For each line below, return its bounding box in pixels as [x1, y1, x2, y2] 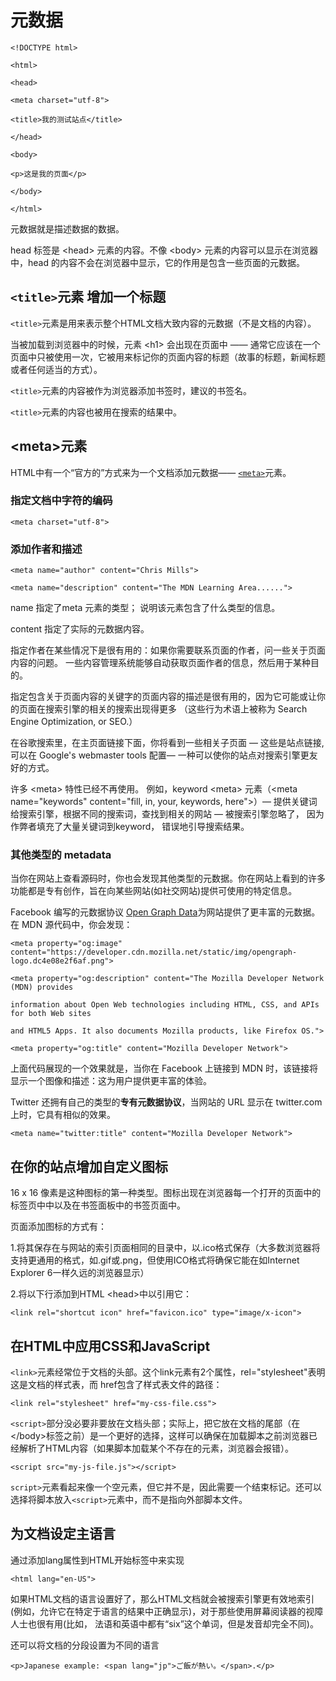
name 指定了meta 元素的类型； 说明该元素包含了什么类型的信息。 [10, 602, 281, 614]
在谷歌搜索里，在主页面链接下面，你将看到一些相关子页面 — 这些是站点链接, [10, 737, 325, 749]
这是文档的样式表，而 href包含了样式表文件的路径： [10, 1379, 223, 1391]
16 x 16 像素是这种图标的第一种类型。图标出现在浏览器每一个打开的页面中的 [10, 1187, 322, 1199]
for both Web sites [10, 1009, 92, 1019]
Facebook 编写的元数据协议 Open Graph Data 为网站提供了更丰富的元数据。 [10, 906, 321, 918]
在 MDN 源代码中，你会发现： [10, 919, 133, 931]
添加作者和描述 [10, 542, 83, 556]
